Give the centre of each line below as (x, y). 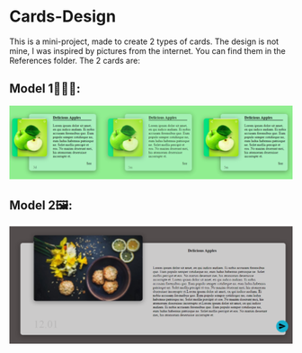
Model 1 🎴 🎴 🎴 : (45, 88)
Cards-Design (63, 17)
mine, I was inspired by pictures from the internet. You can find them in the (147, 50)
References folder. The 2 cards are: (75, 60)
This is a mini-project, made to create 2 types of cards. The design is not (144, 41)
